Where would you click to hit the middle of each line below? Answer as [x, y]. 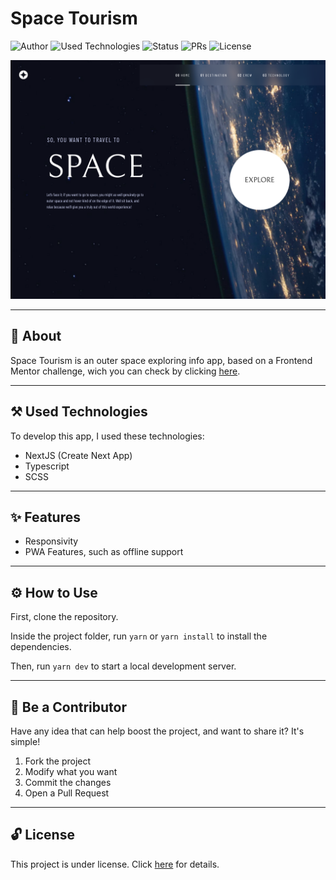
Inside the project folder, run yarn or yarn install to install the [139, 636]
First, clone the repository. [64, 617]
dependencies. [41, 647]
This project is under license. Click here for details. [115, 864]
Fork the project [58, 761]
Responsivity [51, 541]
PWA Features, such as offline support [104, 552]
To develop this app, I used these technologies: [107, 436]
